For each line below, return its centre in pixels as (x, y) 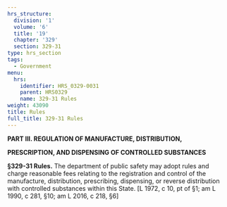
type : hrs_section (34, 54)
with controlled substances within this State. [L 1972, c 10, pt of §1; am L (112, 188)
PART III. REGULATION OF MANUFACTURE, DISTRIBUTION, (95, 139)
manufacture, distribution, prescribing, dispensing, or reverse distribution (114, 181)
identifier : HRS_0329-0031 (60, 86)
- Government (33, 66)
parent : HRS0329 (44, 92)
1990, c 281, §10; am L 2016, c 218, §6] (63, 196)
